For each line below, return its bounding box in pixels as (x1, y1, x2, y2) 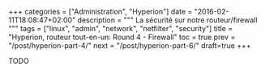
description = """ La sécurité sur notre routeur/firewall (77, 15, 258, 25)
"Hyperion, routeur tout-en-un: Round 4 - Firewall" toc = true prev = (8, 32, 236, 42)
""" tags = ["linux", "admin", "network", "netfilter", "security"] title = (8, 24, 233, 33)
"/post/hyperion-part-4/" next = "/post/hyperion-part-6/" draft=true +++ (8, 41, 251, 50)
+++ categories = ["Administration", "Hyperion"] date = (8, 7, 193, 16)
